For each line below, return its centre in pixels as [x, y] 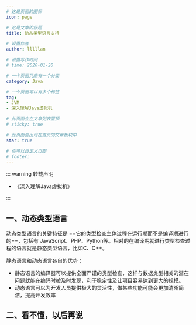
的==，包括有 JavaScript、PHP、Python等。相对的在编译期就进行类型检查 [96, 241]
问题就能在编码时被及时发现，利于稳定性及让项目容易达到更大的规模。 [99, 280]
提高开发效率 [40, 295]
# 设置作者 [18, 44]
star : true [19, 140]
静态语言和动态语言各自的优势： [44, 261]
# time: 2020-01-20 [30, 65]
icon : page [19, 17]
